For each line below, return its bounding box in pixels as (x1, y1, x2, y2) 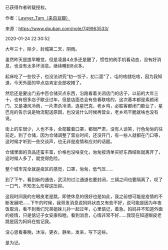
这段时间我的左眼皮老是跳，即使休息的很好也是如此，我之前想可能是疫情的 (5, 193, 158, 199)
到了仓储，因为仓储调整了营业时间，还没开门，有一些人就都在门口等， (18, 132, 163, 138)
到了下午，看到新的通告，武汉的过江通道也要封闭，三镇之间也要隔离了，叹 (5, 176, 158, 182)
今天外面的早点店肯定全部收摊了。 (13, 79, 84, 85)
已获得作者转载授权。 (5, 4, 49, 10)
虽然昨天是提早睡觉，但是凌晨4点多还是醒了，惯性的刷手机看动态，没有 (5, 56, 153, 62)
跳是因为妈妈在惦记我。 (5, 218, 53, 224)
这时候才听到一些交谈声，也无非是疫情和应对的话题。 (5, 138, 115, 144)
